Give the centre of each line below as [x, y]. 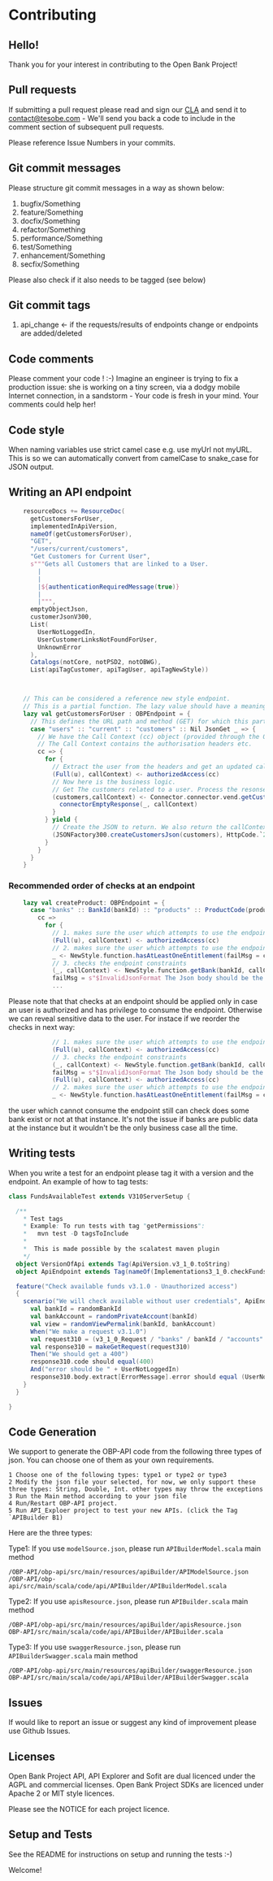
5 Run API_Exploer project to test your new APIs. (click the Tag [123, 1511]
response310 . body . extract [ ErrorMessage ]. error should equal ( [137, 1377]
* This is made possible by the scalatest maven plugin [121, 1249]
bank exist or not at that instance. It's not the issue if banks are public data [133, 1119]
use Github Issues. [39, 1731]
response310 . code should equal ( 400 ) [92, 1362]
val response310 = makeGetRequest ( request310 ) [110, 1347]
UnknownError [60, 647]
